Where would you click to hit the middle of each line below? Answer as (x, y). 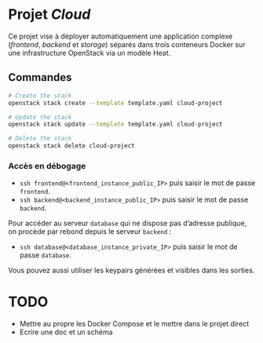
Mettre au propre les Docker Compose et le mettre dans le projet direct (134, 324)
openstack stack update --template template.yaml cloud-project (115, 124)
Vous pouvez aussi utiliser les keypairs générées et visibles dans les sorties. (131, 270)
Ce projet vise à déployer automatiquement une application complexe (121, 36)
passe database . (46, 255)
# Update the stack (40, 117)
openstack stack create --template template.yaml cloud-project (115, 103)
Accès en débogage (47, 166)
